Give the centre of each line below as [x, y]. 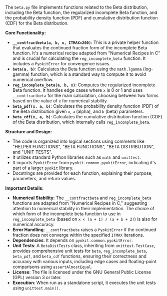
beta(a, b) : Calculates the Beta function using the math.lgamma [77, 69]
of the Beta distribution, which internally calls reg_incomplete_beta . [81, 122]
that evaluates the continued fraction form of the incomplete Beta [80, 48]
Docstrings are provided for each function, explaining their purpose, [82, 173]
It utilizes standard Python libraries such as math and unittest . [76, 157]
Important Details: [24, 188]
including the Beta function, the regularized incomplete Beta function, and [81, 12]
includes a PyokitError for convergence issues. [61, 64]
